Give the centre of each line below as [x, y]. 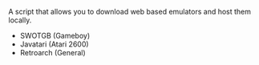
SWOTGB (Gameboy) [55, 36]
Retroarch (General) [53, 53]
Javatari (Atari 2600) [55, 44]
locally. [20, 20]
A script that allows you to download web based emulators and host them [129, 12]
